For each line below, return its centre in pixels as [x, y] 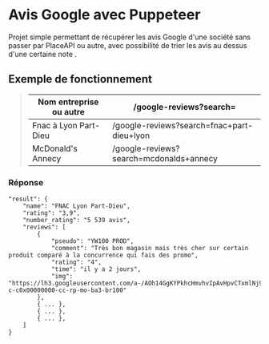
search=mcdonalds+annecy [165, 158]
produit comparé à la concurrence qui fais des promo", [103, 255]
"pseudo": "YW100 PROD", [92, 241]
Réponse [26, 182]
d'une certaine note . [43, 54]
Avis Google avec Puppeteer [104, 15]
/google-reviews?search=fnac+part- [183, 125]
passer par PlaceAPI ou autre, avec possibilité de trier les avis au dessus [128, 45]
